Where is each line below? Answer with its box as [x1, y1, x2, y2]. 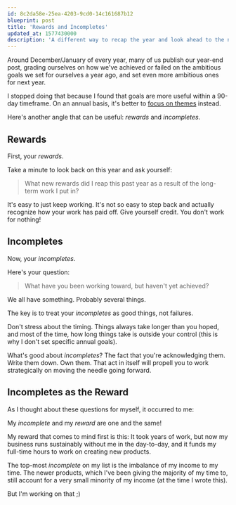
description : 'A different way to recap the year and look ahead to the [7, 37, 225, 44]
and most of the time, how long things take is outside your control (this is [7, 330, 218, 338]
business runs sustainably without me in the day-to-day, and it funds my [7, 440, 216, 448]
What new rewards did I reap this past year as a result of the [24, 179, 199, 187]
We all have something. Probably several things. [7, 295, 146, 303]
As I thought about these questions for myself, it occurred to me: [7, 405, 195, 414]
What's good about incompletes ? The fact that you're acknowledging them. [7, 351, 226, 359]
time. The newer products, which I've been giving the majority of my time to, [7, 468, 228, 477]
